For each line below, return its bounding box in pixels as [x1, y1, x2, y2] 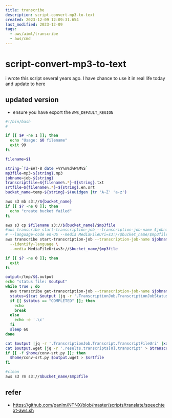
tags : [5, 27, 17, 32]
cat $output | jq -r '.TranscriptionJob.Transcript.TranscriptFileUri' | [5, 341, 164, 346]
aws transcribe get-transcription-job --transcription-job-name [10, 289, 150, 294]
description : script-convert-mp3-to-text [5, 12, 95, 17]
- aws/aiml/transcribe [10, 31, 58, 36]
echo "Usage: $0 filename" [10, 138, 68, 143]
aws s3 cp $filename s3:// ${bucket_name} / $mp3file [5, 223, 116, 228]
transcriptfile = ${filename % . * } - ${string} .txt [5, 180, 104, 185]
